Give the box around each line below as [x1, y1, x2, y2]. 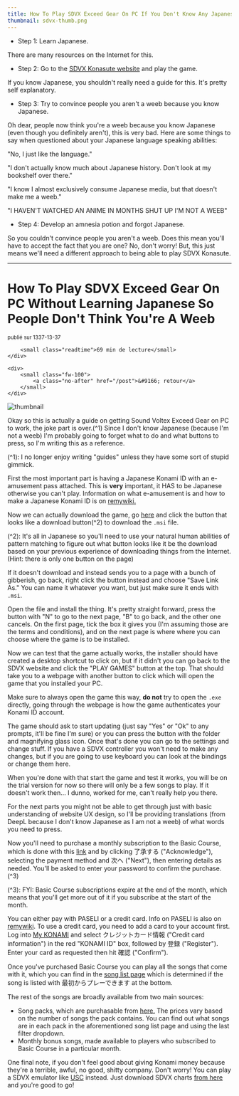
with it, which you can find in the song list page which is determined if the [7, 970, 223, 979]
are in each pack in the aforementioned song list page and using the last [17, 1022, 230, 1031]
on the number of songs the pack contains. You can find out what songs [17, 1014, 230, 1023]
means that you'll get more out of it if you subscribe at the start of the [7, 893, 211, 902]
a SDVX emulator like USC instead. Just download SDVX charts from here [7, 1073, 223, 1082]
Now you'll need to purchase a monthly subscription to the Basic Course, [7, 839, 222, 848]
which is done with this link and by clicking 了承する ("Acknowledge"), [7, 848, 213, 856]
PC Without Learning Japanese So [7, 295, 215, 312]
